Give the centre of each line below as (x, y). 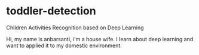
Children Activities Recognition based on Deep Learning (75, 27)
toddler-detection (51, 11)
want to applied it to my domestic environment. (64, 45)
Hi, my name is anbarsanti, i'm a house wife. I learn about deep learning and (100, 39)
